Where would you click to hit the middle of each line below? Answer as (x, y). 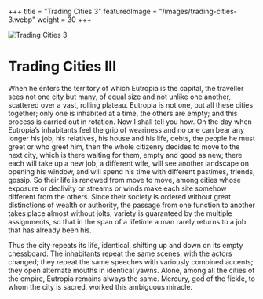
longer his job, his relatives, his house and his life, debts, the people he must (131, 138)
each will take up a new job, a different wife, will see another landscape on (129, 163)
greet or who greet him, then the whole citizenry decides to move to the (124, 146)
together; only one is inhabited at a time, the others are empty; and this (123, 113)
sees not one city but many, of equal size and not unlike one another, (120, 97)
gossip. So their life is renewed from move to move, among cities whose (124, 180)
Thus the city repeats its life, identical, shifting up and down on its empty (126, 245)
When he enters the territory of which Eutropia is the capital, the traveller (126, 88)
